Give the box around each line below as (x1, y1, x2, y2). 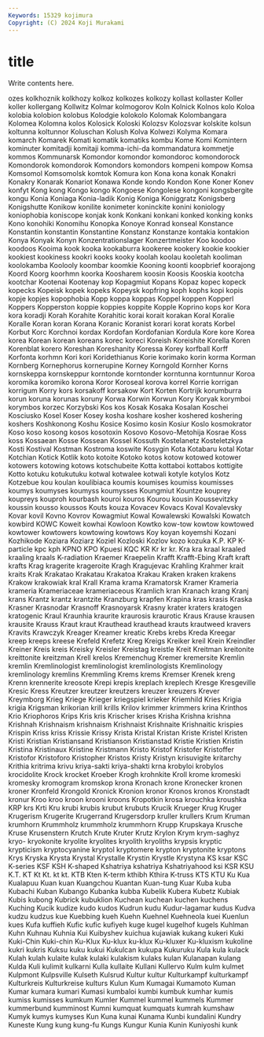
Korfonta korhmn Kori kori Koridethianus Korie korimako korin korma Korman (8, 353, 256, 362)
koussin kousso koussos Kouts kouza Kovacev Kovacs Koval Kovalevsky (8, 503, 242, 512)
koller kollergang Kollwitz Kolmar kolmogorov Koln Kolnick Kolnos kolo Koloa (8, 102, 255, 112)
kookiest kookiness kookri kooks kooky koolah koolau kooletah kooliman (8, 252, 243, 262)
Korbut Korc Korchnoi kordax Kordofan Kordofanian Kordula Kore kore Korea (8, 328, 255, 337)
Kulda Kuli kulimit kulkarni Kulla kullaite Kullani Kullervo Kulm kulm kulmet (8, 962, 244, 971)
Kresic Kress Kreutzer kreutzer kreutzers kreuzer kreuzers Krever (8, 687, 220, 696)
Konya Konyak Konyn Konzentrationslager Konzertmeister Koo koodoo (8, 236, 236, 245)
